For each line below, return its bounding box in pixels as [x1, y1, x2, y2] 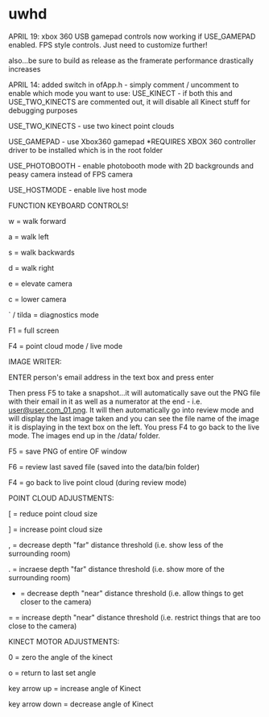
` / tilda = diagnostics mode [8, 309, 99, 319]
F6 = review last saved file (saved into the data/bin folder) [8, 462, 200, 471]
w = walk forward [8, 216, 67, 226]
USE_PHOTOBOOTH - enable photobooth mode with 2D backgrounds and [8, 160, 254, 170]
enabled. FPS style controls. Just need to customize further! [8, 39, 208, 49]
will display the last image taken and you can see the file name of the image [8, 413, 259, 423]
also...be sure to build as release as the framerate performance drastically [8, 56, 254, 65]
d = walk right [8, 263, 55, 272]
